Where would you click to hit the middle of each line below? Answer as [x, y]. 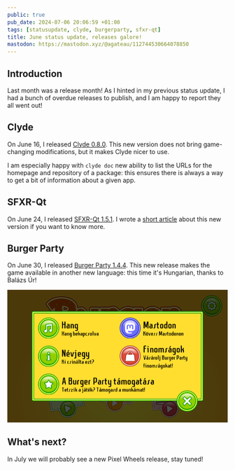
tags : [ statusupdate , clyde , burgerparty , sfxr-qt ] [84, 29]
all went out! [25, 105]
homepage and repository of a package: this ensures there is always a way [115, 172]
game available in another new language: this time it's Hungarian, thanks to [115, 272]
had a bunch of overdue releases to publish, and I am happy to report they [114, 97]
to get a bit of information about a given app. [72, 180]
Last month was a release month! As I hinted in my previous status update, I [116, 90]
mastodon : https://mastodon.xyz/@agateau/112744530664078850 [98, 44]
